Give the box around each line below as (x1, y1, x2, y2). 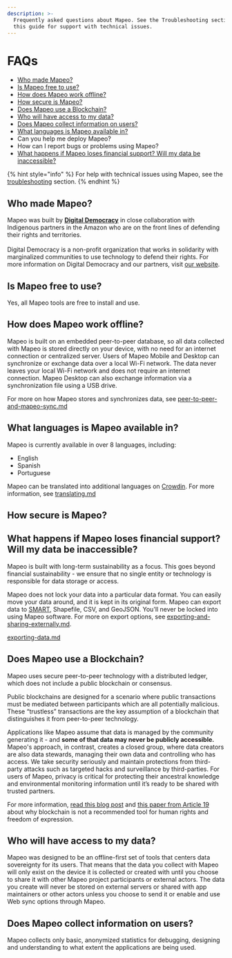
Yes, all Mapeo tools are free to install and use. (7, 299, 140, 307)
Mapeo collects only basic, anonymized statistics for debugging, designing (7, 936, 220, 944)
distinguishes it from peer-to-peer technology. (7, 714, 139, 722)
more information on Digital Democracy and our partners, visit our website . (7, 260, 220, 269)
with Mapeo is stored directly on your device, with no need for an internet (7, 344, 216, 353)
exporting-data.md (7, 633, 61, 641)
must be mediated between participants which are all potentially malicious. (7, 700, 220, 708)
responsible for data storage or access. (7, 576, 119, 585)
